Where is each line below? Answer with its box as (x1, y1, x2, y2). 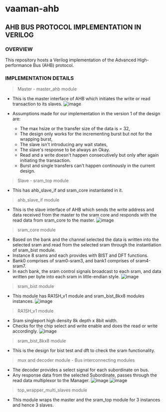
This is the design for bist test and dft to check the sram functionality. (12, 348, 156, 354)
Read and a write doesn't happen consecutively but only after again (19, 152, 159, 158)
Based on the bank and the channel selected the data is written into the (12, 236, 159, 242)
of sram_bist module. (12, 247, 56, 253)
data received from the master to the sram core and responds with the (12, 212, 157, 218)
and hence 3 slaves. (12, 402, 54, 408)
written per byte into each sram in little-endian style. (12, 274, 120, 280)
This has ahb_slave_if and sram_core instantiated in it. (12, 188, 123, 194)
